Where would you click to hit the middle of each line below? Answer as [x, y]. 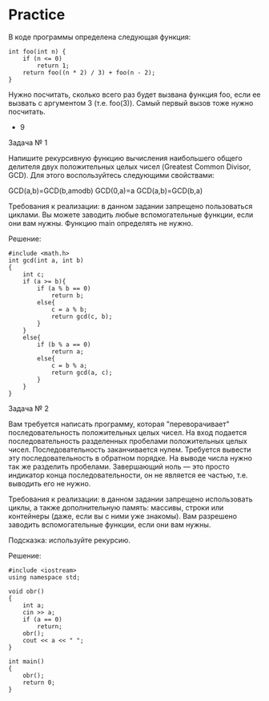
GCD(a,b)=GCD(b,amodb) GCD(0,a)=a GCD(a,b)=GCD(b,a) [106, 191]
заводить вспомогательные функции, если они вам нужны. [110, 524]
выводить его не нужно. [50, 483]
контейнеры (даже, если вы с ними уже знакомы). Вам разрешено [123, 516]
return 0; [39, 683]
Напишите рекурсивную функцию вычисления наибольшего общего [125, 158]
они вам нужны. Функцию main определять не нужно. [101, 223]
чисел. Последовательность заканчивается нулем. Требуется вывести [130, 449]
